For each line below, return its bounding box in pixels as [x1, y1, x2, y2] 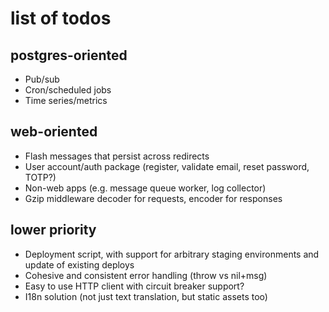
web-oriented [10, 123, 98, 141]
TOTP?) [24, 171, 57, 183]
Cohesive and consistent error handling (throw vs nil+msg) [24, 269, 268, 281]
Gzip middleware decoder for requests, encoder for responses [24, 192, 283, 204]
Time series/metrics [24, 95, 108, 106]
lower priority [10, 222, 97, 239]
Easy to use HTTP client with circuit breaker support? [24, 280, 245, 292]
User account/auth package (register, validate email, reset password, [24, 160, 310, 172]
